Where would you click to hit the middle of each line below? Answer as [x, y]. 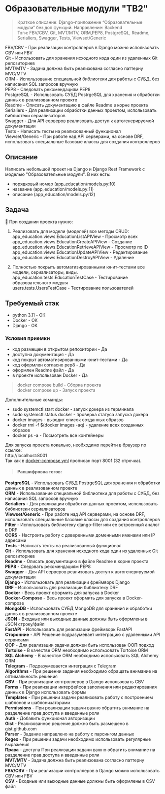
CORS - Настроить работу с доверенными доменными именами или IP [80, 535]
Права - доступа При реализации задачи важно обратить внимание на [80, 750]
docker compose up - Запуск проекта [56, 390]
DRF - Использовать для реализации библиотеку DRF [62, 587]
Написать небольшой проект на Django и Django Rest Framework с [75, 169]
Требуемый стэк [32, 303]
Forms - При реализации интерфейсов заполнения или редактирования [81, 687]
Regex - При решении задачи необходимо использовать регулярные [78, 739]
